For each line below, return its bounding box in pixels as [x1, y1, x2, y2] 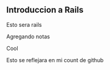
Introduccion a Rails [6, 5, 84, 15]
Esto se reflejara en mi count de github [6, 56, 104, 63]
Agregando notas [6, 33, 50, 40]
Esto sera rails [6, 21, 42, 28]
